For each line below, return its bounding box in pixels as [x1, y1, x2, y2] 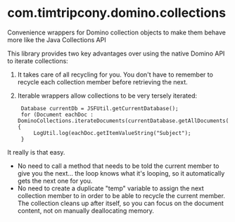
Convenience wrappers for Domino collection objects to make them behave [7, 28, 227, 37]
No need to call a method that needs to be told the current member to [17, 162, 220, 170]
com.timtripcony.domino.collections [7, 5, 227, 21]
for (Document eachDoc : [20, 111, 94, 118]
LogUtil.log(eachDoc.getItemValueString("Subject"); [33, 129, 191, 136]
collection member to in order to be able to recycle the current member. [17, 191, 225, 200]
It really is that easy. [7, 148, 65, 156]
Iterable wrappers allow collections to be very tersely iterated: [17, 91, 198, 100]
